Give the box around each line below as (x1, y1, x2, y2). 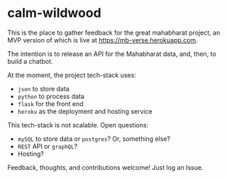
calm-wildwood (7, 5, 101, 21)
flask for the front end (17, 99, 84, 108)
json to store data (17, 84, 70, 93)
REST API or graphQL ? (17, 142, 78, 150)
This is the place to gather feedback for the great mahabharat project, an (7, 28, 221, 37)
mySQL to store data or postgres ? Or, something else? (17, 134, 171, 143)
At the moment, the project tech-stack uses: (7, 71, 136, 79)
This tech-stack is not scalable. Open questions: (7, 120, 149, 129)
